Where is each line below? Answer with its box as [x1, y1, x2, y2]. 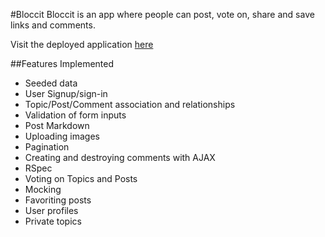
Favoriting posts [24, 194, 92, 206]
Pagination [24, 141, 70, 153]
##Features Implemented [10, 58, 115, 69]
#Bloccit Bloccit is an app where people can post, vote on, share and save [10, 9, 315, 20]
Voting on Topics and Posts [24, 173, 138, 184]
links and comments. [10, 19, 96, 31]
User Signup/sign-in [24, 88, 108, 99]
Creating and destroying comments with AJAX [24, 152, 216, 163]
